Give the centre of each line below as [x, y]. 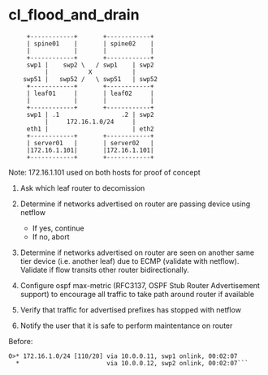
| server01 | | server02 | [90, 143]
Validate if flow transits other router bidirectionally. [104, 269]
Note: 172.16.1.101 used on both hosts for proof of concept [104, 172]
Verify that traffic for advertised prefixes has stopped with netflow [131, 309]
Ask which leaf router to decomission [82, 187]
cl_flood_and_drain [74, 15]
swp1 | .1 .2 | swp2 [90, 114]
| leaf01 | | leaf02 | [90, 93]
